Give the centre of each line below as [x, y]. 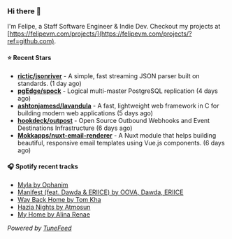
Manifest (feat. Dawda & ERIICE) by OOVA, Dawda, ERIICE [100, 192]
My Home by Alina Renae [54, 214]
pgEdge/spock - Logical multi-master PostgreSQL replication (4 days [117, 91]
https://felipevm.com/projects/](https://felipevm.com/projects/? [101, 34]
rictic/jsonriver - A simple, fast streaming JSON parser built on [109, 75]
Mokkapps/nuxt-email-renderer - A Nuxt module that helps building [117, 135]
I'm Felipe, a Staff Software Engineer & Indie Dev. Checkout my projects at [114, 27]
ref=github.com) [31, 41]
